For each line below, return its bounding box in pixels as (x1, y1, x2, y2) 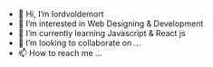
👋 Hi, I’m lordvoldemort (17, 9, 104, 19)
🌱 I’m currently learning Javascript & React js (17, 28, 186, 38)
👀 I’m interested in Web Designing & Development (17, 18, 204, 29)
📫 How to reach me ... (17, 48, 102, 58)
